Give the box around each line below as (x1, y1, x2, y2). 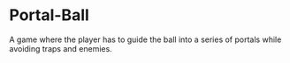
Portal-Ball (9, 5, 90, 25)
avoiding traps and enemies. (9, 43, 112, 53)
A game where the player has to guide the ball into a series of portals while (9, 34, 282, 45)
